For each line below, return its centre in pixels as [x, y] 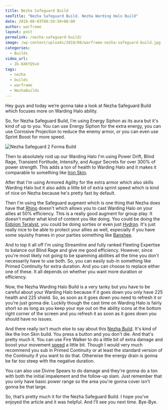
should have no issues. [29, 319]
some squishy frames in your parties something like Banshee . [69, 235]
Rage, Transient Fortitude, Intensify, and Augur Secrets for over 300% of [80, 162]
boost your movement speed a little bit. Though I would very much [74, 345]
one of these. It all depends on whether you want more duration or [74, 271]
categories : [18, 48]
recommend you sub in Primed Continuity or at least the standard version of [84, 350]
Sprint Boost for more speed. [35, 137]
